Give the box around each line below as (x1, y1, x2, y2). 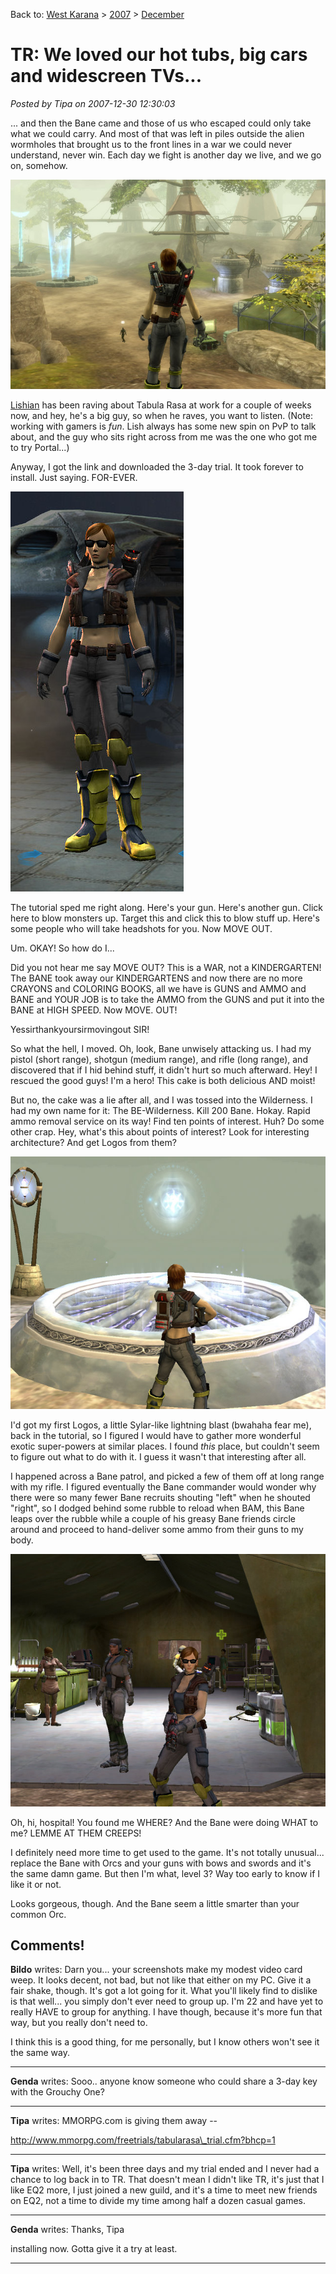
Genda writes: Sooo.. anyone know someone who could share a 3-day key (10, 2075, 318, 2088)
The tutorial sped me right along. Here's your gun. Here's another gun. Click (10, 902, 324, 914)
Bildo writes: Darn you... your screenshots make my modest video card (10, 1964, 303, 1976)
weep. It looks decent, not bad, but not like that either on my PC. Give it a (10, 1974, 312, 1986)
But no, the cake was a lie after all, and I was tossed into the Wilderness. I (10, 1094, 313, 1106)
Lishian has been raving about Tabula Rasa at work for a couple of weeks (10, 399, 312, 411)
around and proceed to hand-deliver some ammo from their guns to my (10, 1524, 304, 1536)
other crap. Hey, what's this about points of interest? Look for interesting (10, 1126, 310, 1138)
